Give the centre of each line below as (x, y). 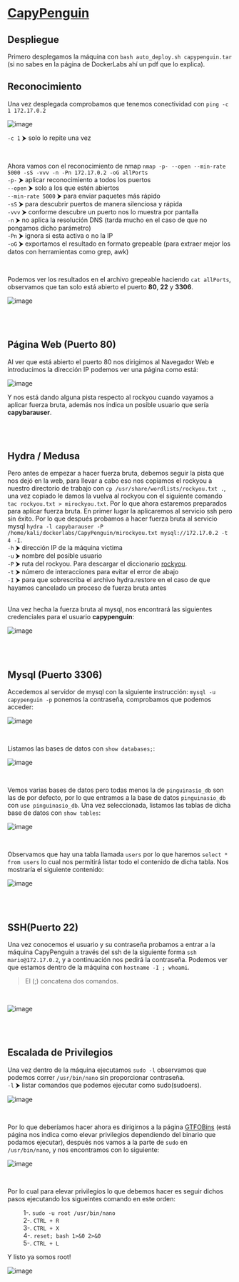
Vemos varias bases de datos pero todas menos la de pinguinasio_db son (116, 790)
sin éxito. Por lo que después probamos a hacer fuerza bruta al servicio (112, 519)
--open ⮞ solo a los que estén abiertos (63, 188)
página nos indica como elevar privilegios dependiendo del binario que (112, 1134)
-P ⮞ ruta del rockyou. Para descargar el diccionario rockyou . (97, 564)
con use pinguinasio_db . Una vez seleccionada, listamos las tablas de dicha (119, 806)
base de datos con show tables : (54, 813)
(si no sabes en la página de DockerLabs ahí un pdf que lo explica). (106, 64)
